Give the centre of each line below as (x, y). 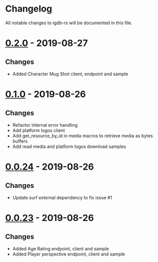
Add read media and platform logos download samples (69, 146)
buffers (20, 141)
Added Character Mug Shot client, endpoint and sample (70, 74)
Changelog (29, 9)
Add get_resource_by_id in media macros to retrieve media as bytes (83, 136)
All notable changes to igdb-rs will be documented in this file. (69, 23)
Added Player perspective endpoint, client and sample (69, 254)
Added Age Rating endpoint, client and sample (61, 248)
